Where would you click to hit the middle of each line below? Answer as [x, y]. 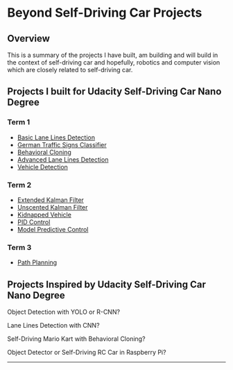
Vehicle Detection [42, 167]
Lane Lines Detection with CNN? [53, 326]
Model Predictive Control [53, 229]
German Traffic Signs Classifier [62, 144]
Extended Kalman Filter [51, 200]
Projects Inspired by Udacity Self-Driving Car [106, 284]
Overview [29, 39]
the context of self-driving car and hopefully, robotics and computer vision [114, 62]
